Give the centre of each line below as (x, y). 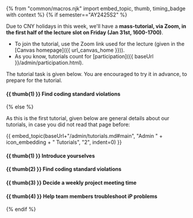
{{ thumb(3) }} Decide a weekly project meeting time (71, 183)
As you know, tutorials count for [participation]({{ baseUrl (84, 56)
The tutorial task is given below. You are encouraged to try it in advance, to (97, 74)
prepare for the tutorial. (34, 80)
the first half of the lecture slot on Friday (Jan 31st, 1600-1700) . (84, 32)
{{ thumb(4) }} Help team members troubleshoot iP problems (82, 196)
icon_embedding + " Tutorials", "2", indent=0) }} (64, 142)
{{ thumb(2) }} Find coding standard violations (64, 169)
